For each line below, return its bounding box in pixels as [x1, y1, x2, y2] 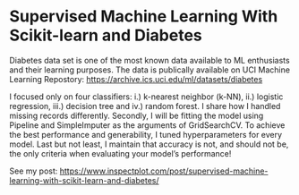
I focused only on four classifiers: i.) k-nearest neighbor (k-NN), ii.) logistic [9, 91, 284, 102]
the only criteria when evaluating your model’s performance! [9, 148, 232, 158]
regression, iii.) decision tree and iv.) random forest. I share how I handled [9, 100, 281, 111]
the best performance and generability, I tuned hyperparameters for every [9, 129, 283, 140]
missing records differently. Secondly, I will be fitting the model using [9, 110, 264, 121]
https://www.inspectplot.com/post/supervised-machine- [59, 165, 269, 176]
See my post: [9, 165, 58, 176]
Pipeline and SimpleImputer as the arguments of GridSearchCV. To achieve [9, 119, 286, 131]
